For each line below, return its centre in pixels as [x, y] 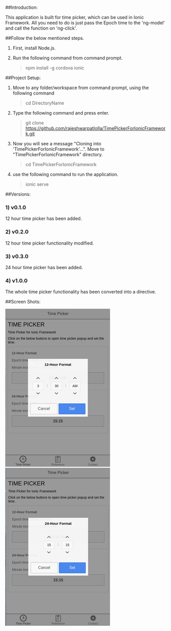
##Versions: [18, 194]
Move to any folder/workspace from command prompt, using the [81, 88]
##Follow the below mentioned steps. [45, 38]
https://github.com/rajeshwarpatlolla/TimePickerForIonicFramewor [95, 128]
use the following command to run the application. [65, 174]
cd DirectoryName [45, 103]
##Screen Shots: [23, 302]
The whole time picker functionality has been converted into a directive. [81, 292]
